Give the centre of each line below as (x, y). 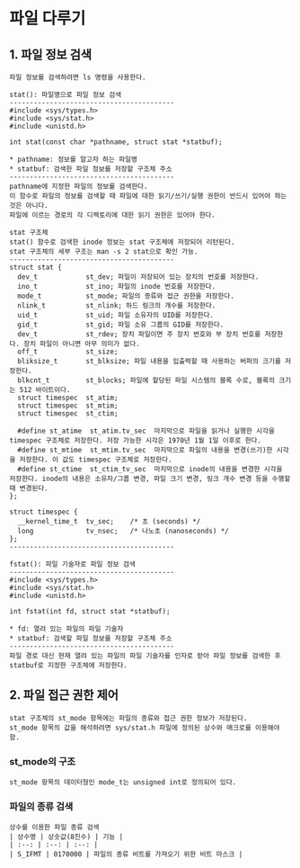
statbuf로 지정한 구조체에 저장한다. (69, 666)
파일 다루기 (48, 18)
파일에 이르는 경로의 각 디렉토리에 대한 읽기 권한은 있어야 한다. (112, 215)
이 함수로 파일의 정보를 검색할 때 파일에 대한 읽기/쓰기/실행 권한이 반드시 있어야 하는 (148, 196)
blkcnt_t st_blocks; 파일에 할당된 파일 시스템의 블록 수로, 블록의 (146, 380)
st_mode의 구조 (43, 761)
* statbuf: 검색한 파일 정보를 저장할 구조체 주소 (91, 169)
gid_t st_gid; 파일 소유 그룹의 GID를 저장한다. (121, 325)
